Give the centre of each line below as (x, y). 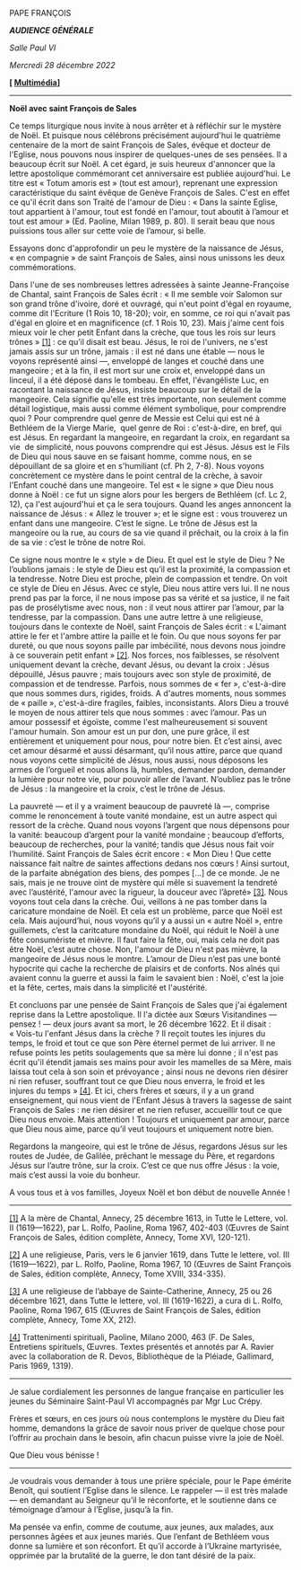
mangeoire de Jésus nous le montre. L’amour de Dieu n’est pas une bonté (145, 959)
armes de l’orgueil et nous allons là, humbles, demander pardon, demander (148, 770)
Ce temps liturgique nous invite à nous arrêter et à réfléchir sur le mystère (146, 126)
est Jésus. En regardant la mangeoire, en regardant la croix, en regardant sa (150, 437)
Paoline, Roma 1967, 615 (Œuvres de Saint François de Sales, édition (135, 1310)
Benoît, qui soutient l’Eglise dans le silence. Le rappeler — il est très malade (149, 1491)
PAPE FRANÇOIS (40, 13)
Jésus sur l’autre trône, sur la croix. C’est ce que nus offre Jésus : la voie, (145, 1165)
